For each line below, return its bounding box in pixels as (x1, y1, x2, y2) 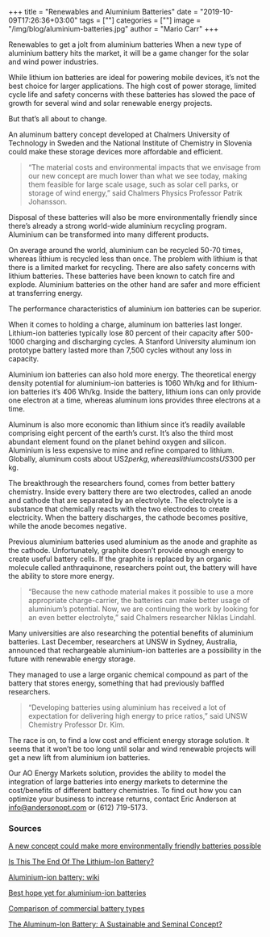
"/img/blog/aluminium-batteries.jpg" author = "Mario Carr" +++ (8, 24, 219, 33)
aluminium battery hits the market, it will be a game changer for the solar (8, 49, 250, 57)
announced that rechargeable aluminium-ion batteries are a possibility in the (8, 646, 262, 655)
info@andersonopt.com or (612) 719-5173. (8, 803, 148, 812)
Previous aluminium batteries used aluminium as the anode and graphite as (8, 537, 258, 547)
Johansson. (27, 197, 68, 206)
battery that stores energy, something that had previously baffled (8, 678, 225, 688)
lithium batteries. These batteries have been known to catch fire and (8, 271, 235, 281)
